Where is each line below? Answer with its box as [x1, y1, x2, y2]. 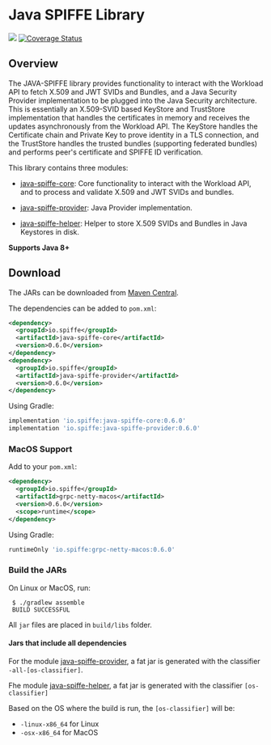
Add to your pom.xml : [8, 462, 78, 472]
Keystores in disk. [19, 226, 79, 236]
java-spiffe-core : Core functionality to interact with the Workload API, [19, 178, 252, 188]
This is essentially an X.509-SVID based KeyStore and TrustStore [8, 104, 226, 114]
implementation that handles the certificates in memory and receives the [8, 112, 251, 122]
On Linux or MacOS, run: [8, 582, 91, 592]
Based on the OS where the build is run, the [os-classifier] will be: [8, 703, 235, 713]
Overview [8, 57, 59, 70]
